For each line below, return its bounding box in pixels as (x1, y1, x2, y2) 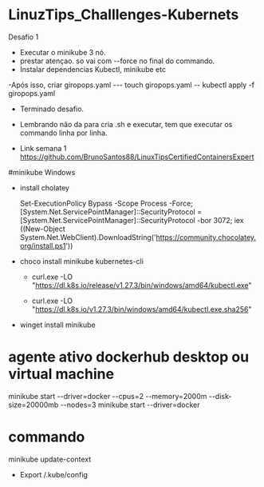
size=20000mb (8, 400, 59, 409)
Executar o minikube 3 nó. (19, 47, 106, 57)
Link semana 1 (19, 143, 67, 153)
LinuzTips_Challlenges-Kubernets (8, 6, 239, 24)
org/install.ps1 (19, 241, 66, 250)
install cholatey (19, 182, 70, 193)
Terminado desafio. (19, 104, 85, 114)
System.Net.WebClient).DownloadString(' (19, 232, 157, 242)
